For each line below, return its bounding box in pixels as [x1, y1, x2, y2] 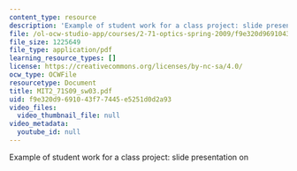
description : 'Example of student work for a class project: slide [9, 21, 263, 30]
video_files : [9, 103, 57, 112]
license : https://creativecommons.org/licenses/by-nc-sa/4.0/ [9, 63, 243, 71]
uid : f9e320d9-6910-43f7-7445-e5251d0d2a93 [9, 94, 172, 104]
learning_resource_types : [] [9, 54, 117, 63]
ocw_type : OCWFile [9, 71, 77, 79]
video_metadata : [9, 120, 69, 129]
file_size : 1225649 [9, 37, 81, 47]
